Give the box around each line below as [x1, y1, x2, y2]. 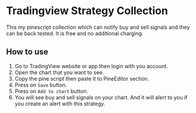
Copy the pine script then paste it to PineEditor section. [14, 75, 149, 82]
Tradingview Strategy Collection [6, 4, 168, 18]
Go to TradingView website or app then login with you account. [14, 62, 168, 69]
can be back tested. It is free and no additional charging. [6, 29, 143, 36]
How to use [6, 47, 48, 57]
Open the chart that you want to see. [14, 69, 104, 76]
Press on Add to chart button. [14, 87, 89, 95]
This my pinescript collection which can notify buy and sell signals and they [6, 24, 190, 31]
